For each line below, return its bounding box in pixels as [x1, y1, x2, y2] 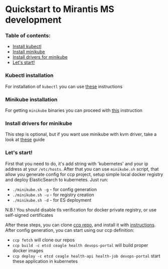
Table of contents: [5, 32, 51, 39]
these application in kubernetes [12, 258, 78, 264]
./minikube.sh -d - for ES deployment [12, 197, 92, 203]
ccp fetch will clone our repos [12, 237, 75, 243]
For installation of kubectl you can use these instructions [5, 83, 123, 89]
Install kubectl [12, 44, 42, 50]
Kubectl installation [5, 72, 54, 79]
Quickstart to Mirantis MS [5, 4, 114, 15]
